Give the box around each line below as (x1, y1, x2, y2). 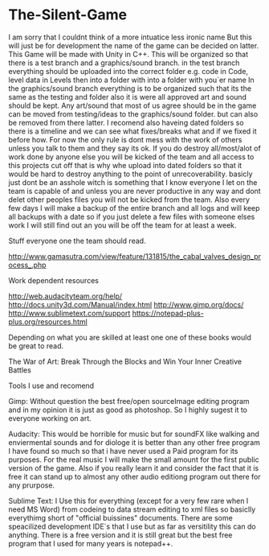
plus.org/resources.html (8, 316, 88, 327)
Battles (8, 364, 32, 375)
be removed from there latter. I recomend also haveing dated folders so (8, 117, 244, 127)
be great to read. (8, 340, 64, 351)
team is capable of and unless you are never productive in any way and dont (8, 186, 261, 196)
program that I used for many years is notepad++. (8, 538, 173, 548)
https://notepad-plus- (132, 308, 205, 318)
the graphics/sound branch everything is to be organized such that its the (8, 83, 251, 93)
